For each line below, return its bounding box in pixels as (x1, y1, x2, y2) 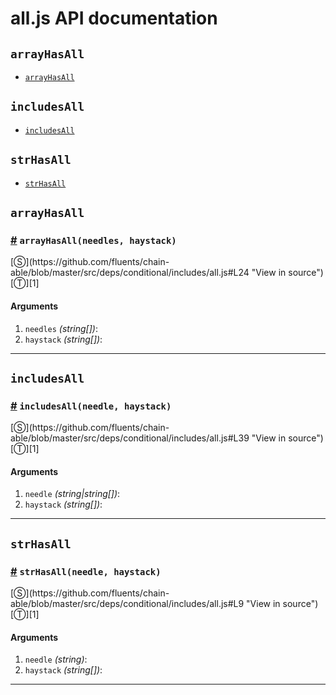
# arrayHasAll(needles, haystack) (10, 233, 177, 247)
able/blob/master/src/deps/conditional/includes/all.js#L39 (10, 432, 250, 444)
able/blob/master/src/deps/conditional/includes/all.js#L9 (10, 598, 245, 610)
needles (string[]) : (24, 322, 98, 334)
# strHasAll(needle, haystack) (10, 564, 162, 578)
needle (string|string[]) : (24, 488, 121, 500)
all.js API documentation (10, 7, 218, 30)
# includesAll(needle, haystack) (10, 398, 172, 412)
